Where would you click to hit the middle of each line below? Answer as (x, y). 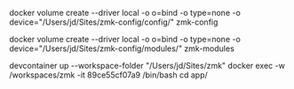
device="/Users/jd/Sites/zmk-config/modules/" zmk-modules (122, 48)
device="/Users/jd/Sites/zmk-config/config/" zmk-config (114, 22)
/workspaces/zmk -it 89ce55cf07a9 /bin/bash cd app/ (109, 75)
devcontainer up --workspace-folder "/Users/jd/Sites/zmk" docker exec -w (147, 66)
